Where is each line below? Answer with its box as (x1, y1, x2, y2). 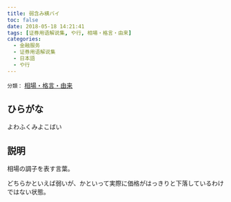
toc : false (7, 17, 39, 23)
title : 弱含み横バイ (7, 10, 60, 17)
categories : (7, 36, 41, 43)
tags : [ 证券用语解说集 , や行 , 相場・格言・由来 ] (7, 29, 132, 37)
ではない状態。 (7, 188, 50, 196)
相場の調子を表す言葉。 (7, 165, 74, 173)
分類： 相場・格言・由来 (7, 81, 73, 90)
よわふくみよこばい (7, 123, 62, 131)
